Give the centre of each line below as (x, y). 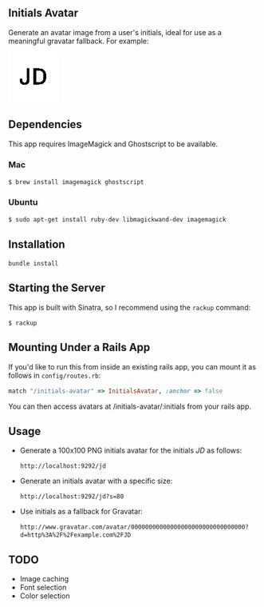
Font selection (43, 588)
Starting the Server (57, 288)
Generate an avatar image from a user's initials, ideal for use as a (115, 32)
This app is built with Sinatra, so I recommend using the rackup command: (130, 307)
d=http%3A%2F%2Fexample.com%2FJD (75, 535)
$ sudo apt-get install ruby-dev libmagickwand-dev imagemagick (117, 220)
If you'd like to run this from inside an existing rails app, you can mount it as (132, 366)
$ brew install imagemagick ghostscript (77, 182)
